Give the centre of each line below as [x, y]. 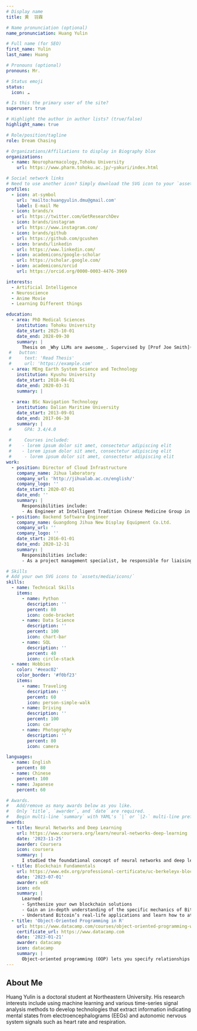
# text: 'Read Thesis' [42, 358]
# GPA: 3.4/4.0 [33, 429]
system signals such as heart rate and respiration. [66, 1022]
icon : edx [29, 888]
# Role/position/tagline [36, 135]
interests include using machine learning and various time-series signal [92, 1003]
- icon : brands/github [39, 233]
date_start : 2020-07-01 [46, 490]
